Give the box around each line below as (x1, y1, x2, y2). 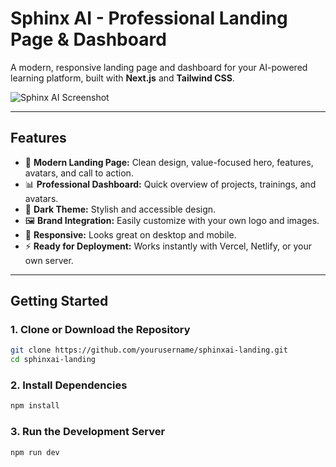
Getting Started (10, 293, 109, 310)
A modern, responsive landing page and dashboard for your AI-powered (10, 61, 308, 73)
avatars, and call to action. (24, 167, 134, 179)
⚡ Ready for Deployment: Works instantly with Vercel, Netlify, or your (24, 240, 313, 252)
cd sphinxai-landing (10, 355, 97, 365)
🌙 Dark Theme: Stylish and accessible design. (24, 203, 217, 215)
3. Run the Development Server (10, 425, 166, 439)
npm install (10, 401, 60, 411)
